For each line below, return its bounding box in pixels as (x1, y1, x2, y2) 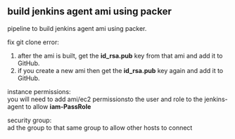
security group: (7, 116, 52, 124)
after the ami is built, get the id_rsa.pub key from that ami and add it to (17, 51, 223, 60)
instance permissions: (7, 87, 72, 95)
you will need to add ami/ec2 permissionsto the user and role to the (7, 95, 203, 103)
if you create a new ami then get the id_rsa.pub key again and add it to (17, 66, 224, 74)
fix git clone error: (7, 38, 60, 46)
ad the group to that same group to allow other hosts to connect (7, 123, 193, 132)
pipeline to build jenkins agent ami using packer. (7, 24, 147, 32)
